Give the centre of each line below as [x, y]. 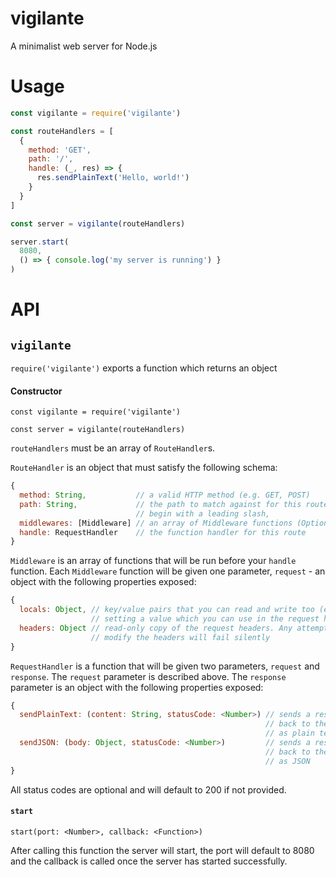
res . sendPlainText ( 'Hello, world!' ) [113, 178]
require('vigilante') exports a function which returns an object [144, 368]
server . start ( [40, 242]
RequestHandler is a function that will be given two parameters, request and [165, 666]
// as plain [290, 733]
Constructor [36, 391]
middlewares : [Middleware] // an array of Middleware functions [156, 523]
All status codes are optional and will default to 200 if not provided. [148, 789]
